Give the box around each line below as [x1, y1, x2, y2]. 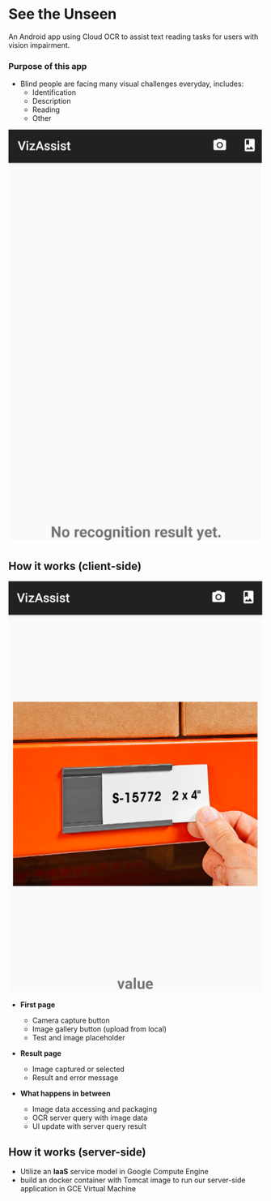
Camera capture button [32, 1015, 111, 1026]
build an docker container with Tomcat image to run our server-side [19, 1175, 246, 1185]
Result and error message [32, 1073, 119, 1083]
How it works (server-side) [8, 1145, 146, 1159]
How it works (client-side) [8, 559, 142, 573]
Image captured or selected [32, 1064, 125, 1074]
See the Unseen [8, 5, 117, 24]
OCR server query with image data [32, 1113, 148, 1123]
